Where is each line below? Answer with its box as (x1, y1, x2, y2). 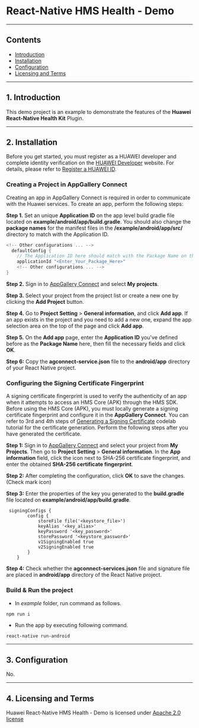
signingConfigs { (8, 508, 52, 514)
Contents (6, 35, 41, 45)
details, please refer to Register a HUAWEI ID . (6, 166, 117, 173)
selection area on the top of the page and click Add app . (6, 322, 144, 329)
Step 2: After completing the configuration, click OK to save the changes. (6, 472, 185, 479)
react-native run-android (6, 633, 70, 639)
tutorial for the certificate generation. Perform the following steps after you (6, 424, 188, 431)
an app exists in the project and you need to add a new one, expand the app (6, 316, 192, 323)
